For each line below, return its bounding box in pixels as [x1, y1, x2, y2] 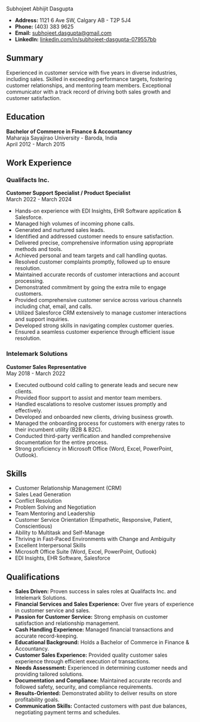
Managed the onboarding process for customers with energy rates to [14, 419, 185, 427]
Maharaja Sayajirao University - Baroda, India [6, 134, 118, 141]
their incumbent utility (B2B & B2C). [14, 425, 103, 433]
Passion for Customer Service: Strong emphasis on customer [14, 614, 168, 621]
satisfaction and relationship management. [14, 620, 120, 627]
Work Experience [6, 158, 72, 168]
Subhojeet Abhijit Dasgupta [6, 5, 73, 12]
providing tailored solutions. [14, 670, 84, 678]
